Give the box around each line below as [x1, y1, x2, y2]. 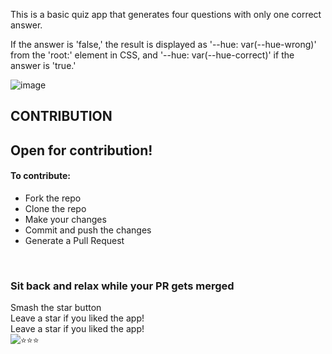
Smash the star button [10, 302, 102, 314]
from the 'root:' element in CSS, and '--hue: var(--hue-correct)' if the [10, 49, 295, 61]
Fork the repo [24, 192, 82, 204]
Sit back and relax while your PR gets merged [10, 279, 235, 293]
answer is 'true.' [10, 60, 77, 71]
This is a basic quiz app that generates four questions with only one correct [10, 9, 322, 20]
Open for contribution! [10, 142, 153, 159]
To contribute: [10, 170, 71, 182]
